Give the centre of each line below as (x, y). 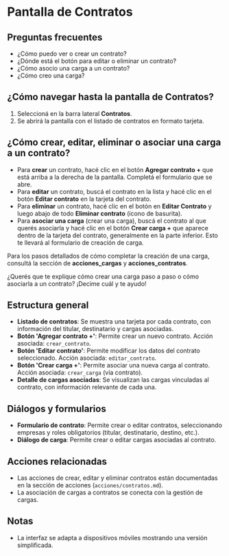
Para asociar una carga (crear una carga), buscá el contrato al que (112, 221)
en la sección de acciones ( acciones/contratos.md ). (90, 485)
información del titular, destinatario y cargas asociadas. (95, 329)
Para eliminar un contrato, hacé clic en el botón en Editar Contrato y (114, 206)
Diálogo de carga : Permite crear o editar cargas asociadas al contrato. (117, 440)
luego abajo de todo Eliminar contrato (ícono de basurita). (100, 213)
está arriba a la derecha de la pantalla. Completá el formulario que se (114, 177)
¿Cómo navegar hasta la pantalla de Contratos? (111, 97)
